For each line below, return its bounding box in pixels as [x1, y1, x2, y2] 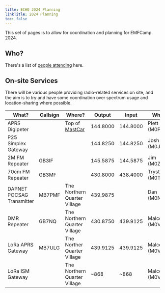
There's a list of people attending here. [5, 62, 83, 68]
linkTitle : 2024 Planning [5, 12, 58, 17]
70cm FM [7, 168, 30, 175]
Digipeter [7, 126, 29, 133]
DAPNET [7, 186, 28, 192]
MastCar [65, 126, 85, 133]
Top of [65, 120, 80, 127]
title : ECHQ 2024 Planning [5, 7, 60, 12]
